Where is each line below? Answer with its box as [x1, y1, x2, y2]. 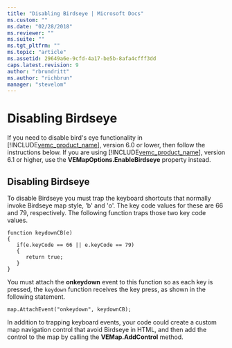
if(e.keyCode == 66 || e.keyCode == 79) [16, 241, 135, 248]
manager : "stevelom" [7, 81, 67, 88]
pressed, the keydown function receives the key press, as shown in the [7, 285, 206, 293]
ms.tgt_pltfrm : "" [7, 42, 60, 49]
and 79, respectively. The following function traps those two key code [7, 209, 206, 217]
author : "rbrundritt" [7, 68, 70, 75]
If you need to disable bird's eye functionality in [7, 134, 143, 142]
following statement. [7, 293, 66, 301]
